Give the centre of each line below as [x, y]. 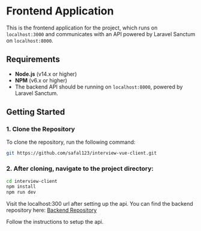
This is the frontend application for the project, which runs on [82, 28]
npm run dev [21, 192]
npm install [21, 187]
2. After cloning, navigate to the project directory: [80, 168]
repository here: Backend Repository [52, 210]
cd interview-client [32, 181]
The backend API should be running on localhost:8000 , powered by [99, 87]
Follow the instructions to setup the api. [55, 222]
